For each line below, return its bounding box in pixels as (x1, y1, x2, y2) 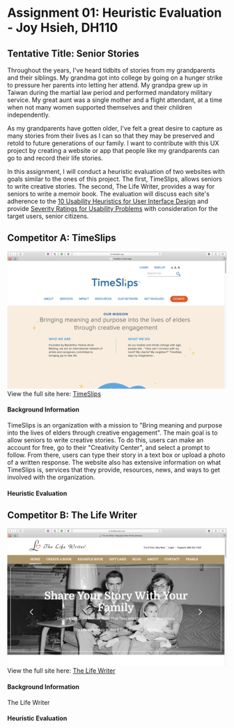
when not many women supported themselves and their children (7, 103, 193, 111)
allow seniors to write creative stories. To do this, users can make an (7, 436, 204, 444)
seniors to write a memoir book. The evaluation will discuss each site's (7, 190, 210, 198)
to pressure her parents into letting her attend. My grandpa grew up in (7, 81, 208, 89)
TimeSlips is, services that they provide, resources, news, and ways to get (7, 466, 221, 474)
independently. (7, 110, 50, 119)
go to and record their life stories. (7, 154, 103, 162)
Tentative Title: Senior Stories (7, 48, 139, 59)
